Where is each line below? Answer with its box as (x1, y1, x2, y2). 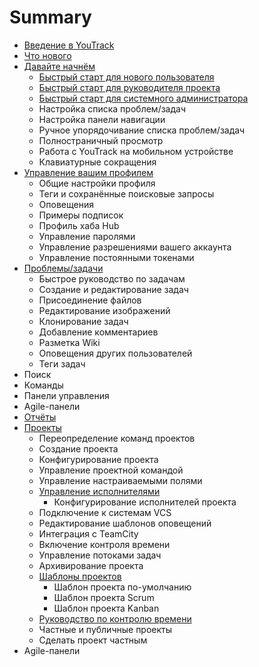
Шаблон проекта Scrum (53, 591, 155, 603)
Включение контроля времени (38, 538, 171, 550)
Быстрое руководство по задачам (38, 272, 186, 285)
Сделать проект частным (38, 634, 148, 646)
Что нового (23, 49, 72, 61)
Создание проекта (38, 442, 119, 455)
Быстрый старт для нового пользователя (38, 71, 215, 83)
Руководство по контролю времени (38, 612, 192, 625)
